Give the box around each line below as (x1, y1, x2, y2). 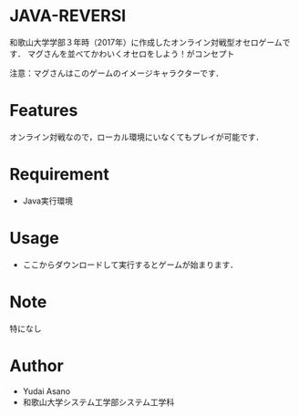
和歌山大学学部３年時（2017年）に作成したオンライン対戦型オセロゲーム (9, 36, 283, 47)
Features (9, 100, 78, 121)
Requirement (9, 164, 109, 185)
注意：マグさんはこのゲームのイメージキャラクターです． (9, 68, 224, 78)
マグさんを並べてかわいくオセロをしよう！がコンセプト (26, 47, 235, 59)
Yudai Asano (22, 385, 71, 397)
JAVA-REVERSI (9, 5, 127, 26)
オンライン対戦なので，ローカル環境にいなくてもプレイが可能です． (9, 131, 264, 142)
